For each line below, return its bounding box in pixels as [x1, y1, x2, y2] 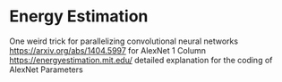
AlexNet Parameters [9, 64, 83, 75]
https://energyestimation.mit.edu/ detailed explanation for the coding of [9, 54, 273, 65]
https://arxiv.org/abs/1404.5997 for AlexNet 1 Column [9, 45, 206, 55]
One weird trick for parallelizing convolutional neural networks [9, 36, 239, 46]
